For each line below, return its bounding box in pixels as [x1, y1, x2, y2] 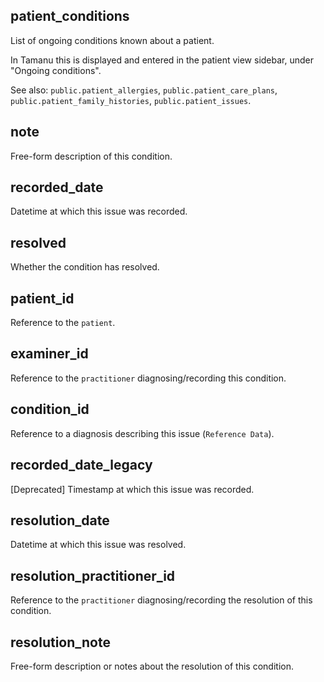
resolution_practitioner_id [10, 567, 176, 584]
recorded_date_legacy [10, 457, 153, 474]
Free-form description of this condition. [10, 150, 173, 162]
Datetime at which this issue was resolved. [10, 539, 187, 551]
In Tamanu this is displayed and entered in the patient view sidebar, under [10, 54, 314, 66]
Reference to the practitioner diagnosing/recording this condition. [10, 372, 287, 384]
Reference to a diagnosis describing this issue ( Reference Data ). [10, 427, 275, 439]
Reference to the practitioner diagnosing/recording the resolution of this [10, 594, 313, 606]
